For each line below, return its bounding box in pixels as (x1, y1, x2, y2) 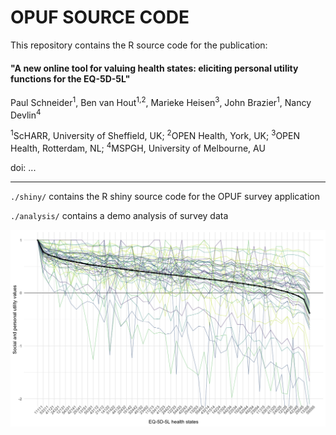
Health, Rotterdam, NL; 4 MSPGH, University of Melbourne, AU (10, 141, 266, 154)
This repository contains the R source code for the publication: (10, 39, 268, 51)
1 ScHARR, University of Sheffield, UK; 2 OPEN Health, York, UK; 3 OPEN (10, 128, 300, 142)
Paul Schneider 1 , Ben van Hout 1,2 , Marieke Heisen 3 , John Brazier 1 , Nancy (10, 95, 312, 108)
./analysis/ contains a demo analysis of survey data (10, 209, 229, 221)
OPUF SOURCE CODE (10, 6, 190, 29)
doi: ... (10, 161, 37, 173)
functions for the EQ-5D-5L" (10, 72, 131, 85)
